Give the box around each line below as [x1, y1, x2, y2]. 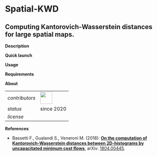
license [7, 113, 24, 120]
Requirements [5, 71, 34, 77]
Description [5, 43, 30, 49]
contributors [7, 94, 35, 101]
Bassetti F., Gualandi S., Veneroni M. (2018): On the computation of [12, 135, 147, 141]
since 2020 [40, 106, 67, 112]
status [7, 106, 22, 112]
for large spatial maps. [5, 30, 74, 38]
